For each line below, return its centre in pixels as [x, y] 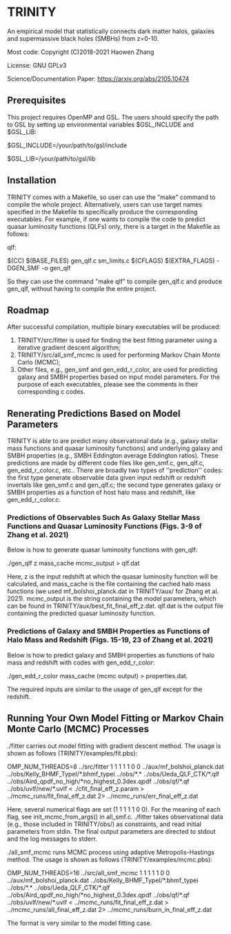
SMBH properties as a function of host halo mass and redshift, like [101, 492]
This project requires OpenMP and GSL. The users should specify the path [113, 117]
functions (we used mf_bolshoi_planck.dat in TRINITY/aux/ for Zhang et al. [113, 591]
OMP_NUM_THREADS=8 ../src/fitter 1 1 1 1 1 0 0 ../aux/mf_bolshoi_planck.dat [115, 766]
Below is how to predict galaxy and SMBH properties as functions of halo [111, 655]
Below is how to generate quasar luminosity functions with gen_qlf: [102, 550]
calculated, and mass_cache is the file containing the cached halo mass [109, 584]
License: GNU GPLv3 [37, 65]
